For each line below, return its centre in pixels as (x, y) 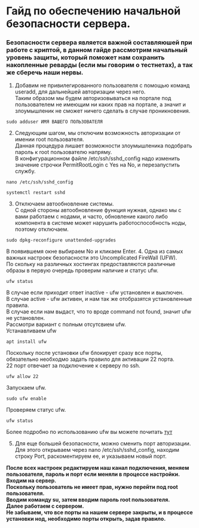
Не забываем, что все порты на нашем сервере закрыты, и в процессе (99, 512)
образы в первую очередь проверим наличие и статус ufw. (82, 270)
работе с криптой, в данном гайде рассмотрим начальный (97, 50)
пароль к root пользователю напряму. (63, 152)
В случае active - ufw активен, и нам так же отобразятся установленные (99, 299)
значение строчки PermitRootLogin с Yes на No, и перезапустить (97, 165)
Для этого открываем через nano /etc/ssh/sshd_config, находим (97, 450)
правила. (18, 305)
